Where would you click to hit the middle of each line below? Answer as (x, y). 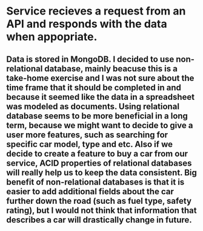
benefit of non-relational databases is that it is (95, 182)
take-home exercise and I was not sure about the (100, 78)
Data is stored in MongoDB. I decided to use (90, 59)
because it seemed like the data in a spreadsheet (101, 97)
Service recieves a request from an (96, 11)
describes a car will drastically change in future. (99, 220)
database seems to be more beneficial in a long (97, 116)
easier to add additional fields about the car (90, 191)
